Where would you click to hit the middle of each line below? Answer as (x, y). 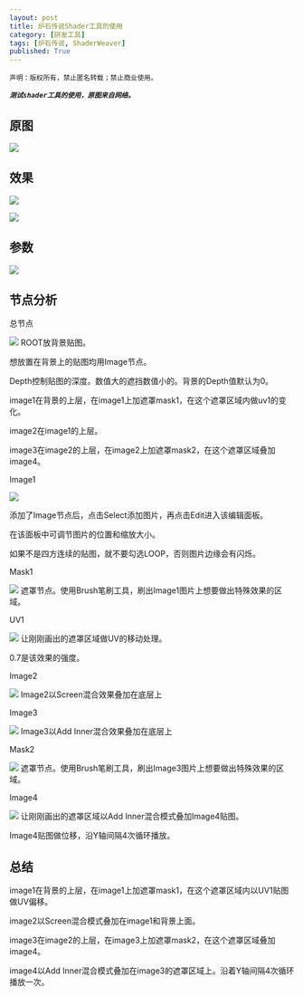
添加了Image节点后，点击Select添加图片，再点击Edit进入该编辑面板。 (139, 515)
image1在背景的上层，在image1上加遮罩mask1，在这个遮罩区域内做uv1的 (144, 400)
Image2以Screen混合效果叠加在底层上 (91, 694)
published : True (40, 52)
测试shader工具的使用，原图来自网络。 (72, 96)
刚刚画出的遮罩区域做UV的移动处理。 (98, 638)
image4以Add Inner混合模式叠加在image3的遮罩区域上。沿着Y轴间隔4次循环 (152, 971)
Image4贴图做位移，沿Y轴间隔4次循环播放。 (92, 836)
